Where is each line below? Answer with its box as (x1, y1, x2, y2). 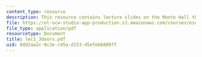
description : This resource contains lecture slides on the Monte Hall (6, 14, 189, 20)
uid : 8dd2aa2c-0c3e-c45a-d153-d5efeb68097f (6, 42, 117, 48)
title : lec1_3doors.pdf (6, 36, 66, 42)
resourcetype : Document (6, 31, 66, 37)
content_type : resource (6, 8, 66, 15)
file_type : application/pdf (6, 25, 77, 31)
